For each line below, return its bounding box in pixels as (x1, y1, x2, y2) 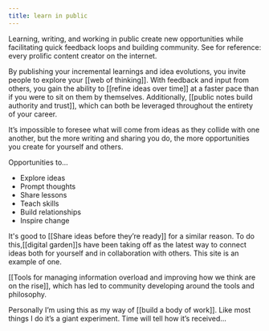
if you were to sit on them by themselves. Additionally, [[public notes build (8, 92, 253, 101)
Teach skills (19, 198, 59, 208)
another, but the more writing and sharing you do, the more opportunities (8, 133, 251, 143)
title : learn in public (8, 11, 88, 20)
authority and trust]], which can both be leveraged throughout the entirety (8, 100, 254, 110)
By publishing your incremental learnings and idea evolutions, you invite (8, 66, 247, 76)
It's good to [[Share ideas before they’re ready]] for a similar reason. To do (8, 231, 255, 241)
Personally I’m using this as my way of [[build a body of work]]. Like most (8, 304, 251, 314)
